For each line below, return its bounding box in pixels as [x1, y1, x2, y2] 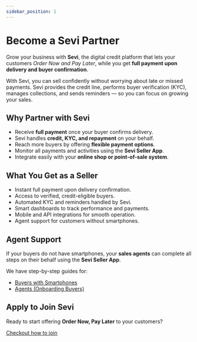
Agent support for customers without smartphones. [14, 217, 139, 224]
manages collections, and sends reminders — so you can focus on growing [6, 89, 189, 97]
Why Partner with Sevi [6, 113, 90, 123]
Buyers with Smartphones [14, 279, 78, 286]
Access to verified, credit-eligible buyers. [14, 192, 115, 200]
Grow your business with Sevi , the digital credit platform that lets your [6, 53, 175, 61]
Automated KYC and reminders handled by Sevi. [14, 199, 132, 206]
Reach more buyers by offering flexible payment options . [14, 141, 155, 148]
